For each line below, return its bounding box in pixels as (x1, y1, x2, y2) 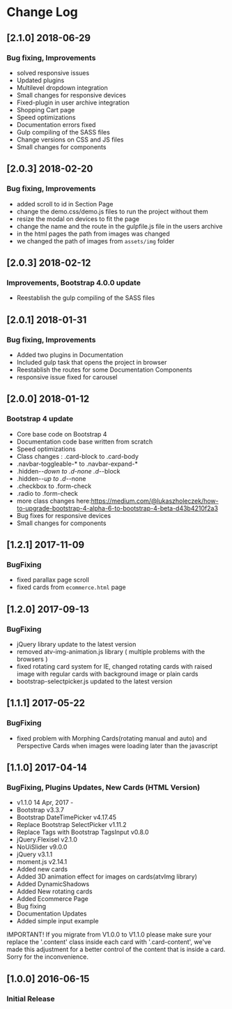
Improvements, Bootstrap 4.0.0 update (6, 278, 141, 287)
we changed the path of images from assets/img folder (16, 236, 175, 245)
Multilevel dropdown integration (16, 83, 109, 91)
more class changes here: (16, 496, 91, 505)
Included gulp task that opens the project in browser (16, 358, 167, 366)
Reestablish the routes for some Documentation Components (16, 365, 192, 374)
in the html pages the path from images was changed (16, 229, 170, 238)
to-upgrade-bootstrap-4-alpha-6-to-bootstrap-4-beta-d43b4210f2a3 (16, 503, 219, 513)
